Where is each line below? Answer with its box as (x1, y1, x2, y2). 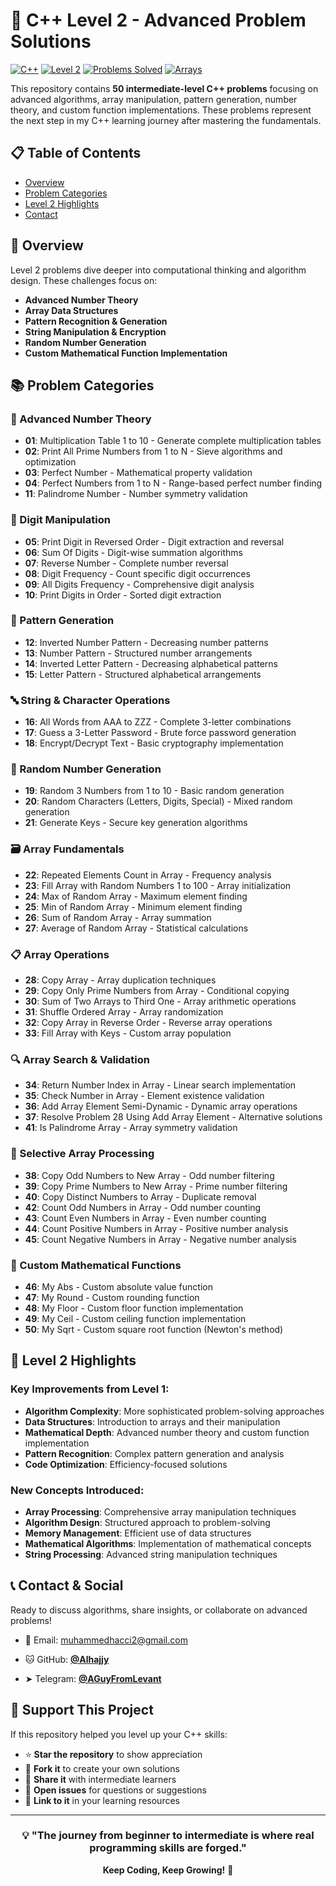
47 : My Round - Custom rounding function (24, 1291, 200, 1303)
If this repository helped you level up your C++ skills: (10, 1728, 228, 1740)
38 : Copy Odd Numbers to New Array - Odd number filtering (24, 1169, 275, 1181)
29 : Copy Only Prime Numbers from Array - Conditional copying (24, 985, 290, 997)
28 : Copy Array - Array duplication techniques (24, 974, 217, 986)
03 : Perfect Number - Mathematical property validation (24, 467, 253, 479)
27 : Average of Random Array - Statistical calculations (24, 922, 249, 934)
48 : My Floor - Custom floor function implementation (24, 1302, 244, 1314)
